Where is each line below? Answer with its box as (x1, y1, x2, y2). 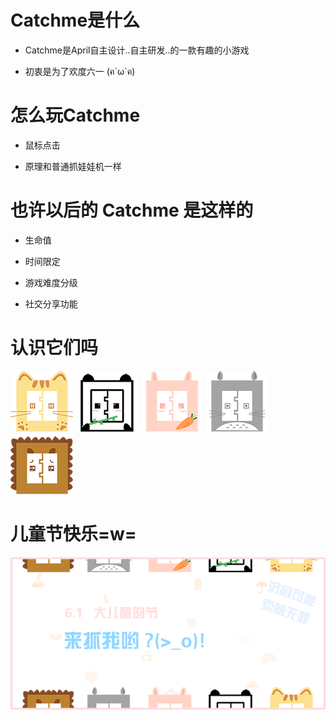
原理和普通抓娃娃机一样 (24, 160, 122, 172)
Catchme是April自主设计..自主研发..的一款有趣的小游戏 (24, 44, 250, 56)
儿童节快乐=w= (10, 522, 137, 545)
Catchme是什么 (10, 9, 141, 32)
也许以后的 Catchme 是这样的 (10, 199, 254, 222)
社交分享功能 (24, 297, 78, 310)
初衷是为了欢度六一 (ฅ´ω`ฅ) (24, 65, 136, 77)
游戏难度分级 (24, 276, 78, 288)
